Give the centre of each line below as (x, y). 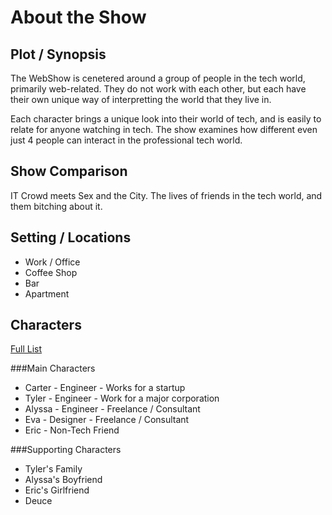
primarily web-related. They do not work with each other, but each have (158, 89)
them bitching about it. (56, 206)
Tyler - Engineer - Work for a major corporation (122, 398)
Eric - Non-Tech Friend (72, 430)
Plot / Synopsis (58, 54)
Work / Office (52, 262)
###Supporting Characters (66, 450)
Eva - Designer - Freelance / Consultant (107, 420)
